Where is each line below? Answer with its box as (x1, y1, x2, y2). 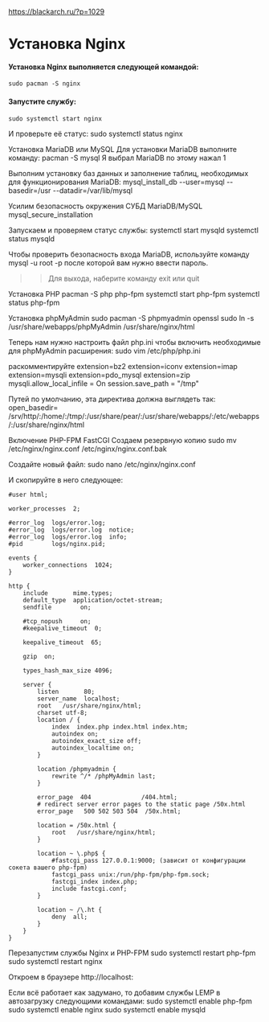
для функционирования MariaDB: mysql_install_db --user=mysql (8, 177, 225, 187)
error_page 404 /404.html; (37, 793, 178, 801)
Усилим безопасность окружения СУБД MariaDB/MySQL (8, 201, 203, 211)
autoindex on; (51, 729, 99, 738)
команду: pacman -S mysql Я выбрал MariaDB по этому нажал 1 (8, 153, 226, 162)
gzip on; (22, 652, 56, 660)
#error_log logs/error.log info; (8, 532, 128, 541)
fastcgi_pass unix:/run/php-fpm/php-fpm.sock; (51, 870, 210, 879)
